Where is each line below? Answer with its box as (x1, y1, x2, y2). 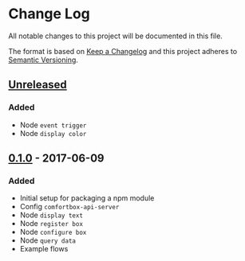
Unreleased (8, 78, 68, 92)
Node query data (19, 236, 77, 245)
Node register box (19, 219, 84, 228)
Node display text (19, 210, 84, 220)
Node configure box (19, 228, 87, 237)
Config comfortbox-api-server (19, 202, 120, 212)
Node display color (19, 128, 87, 138)
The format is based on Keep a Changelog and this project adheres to (8, 46, 238, 56)
